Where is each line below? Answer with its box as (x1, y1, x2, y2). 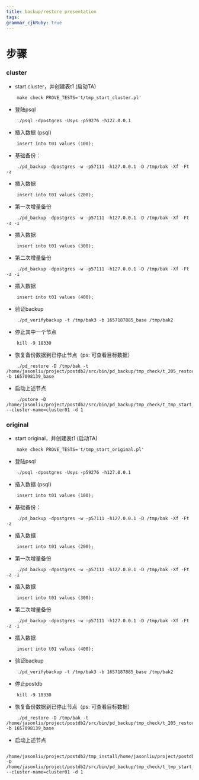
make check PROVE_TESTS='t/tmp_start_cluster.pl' (17, 94, 142, 101)
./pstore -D (17, 396, 46, 402)
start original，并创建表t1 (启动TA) (14, 435, 98, 442)
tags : (6, 14, 20, 20)
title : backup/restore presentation (6, 8, 97, 15)
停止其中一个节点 (14, 328, 57, 335)
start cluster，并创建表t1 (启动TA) (14, 82, 97, 90)
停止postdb (14, 680, 43, 687)
